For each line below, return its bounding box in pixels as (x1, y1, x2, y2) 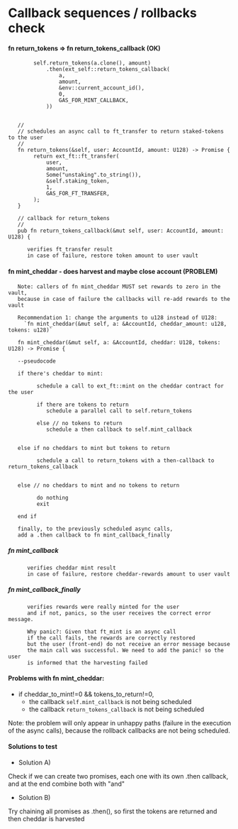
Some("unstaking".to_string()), (45, 172, 142, 179)
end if (17, 512, 38, 520)
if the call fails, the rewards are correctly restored (26, 634, 195, 642)
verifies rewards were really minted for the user (26, 603, 180, 610)
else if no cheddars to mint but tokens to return (17, 444, 171, 451)
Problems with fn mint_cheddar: (8, 674, 105, 683)
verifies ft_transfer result (26, 246, 113, 253)
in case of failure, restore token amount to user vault (26, 252, 199, 260)
